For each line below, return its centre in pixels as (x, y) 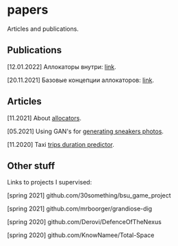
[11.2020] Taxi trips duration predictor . (61, 144)
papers (28, 10)
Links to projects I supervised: (50, 182)
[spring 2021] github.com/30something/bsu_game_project (89, 195)
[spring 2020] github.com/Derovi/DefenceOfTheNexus (85, 222)
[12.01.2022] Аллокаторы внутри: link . (62, 66)
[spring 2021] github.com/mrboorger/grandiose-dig (80, 209)
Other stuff (31, 166)
